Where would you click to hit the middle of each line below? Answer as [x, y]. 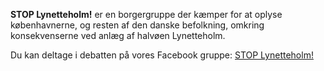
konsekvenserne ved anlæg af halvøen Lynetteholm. [118, 35]
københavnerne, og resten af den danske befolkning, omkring [137, 25]
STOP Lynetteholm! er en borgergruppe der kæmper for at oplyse [146, 14]
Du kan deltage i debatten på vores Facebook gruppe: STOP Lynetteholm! [162, 55]
